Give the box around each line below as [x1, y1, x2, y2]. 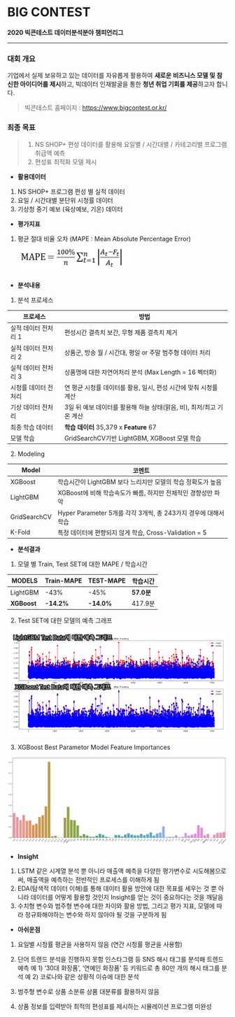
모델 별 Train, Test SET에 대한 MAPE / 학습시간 [17, 560, 148, 569]
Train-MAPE [45, 576, 83, 585]
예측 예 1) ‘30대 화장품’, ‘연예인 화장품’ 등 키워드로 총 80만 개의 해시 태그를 [17, 963, 220, 972]
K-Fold [10, 528, 31, 536]
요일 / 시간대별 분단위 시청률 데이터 [17, 196, 113, 204]
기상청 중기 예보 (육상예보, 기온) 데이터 [17, 204, 123, 213]
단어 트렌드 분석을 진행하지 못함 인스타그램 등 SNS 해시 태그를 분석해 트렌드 [17, 955, 224, 963]
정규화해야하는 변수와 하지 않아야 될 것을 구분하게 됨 [24, 910, 167, 918]
